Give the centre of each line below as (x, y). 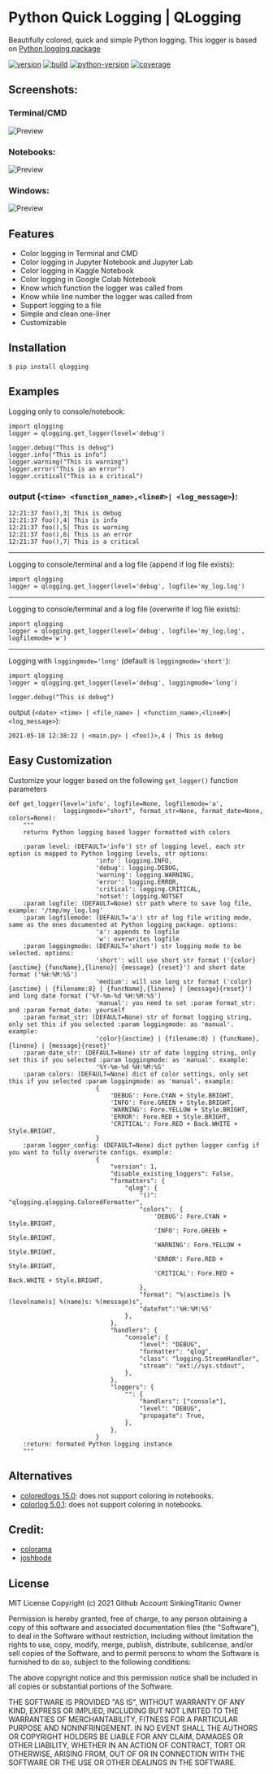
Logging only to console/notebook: (67, 411)
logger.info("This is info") (58, 454)
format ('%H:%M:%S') (43, 974)
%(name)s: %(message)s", (102, 1302)
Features (31, 234)
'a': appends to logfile (138, 932)
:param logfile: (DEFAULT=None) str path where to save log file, (138, 903)
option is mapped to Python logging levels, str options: (108, 854)
